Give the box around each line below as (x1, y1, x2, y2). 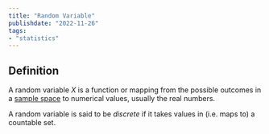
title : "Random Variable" (8, 11, 95, 20)
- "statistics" (8, 34, 60, 43)
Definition (8, 63, 59, 77)
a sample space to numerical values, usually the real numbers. (8, 94, 216, 104)
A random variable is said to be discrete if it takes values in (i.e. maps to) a (8, 109, 255, 119)
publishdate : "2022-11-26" (8, 19, 99, 27)
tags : (8, 26, 27, 35)
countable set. (8, 118, 56, 128)
